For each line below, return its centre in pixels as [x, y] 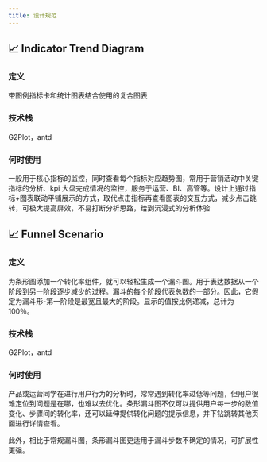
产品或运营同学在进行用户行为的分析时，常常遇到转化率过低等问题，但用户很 [133, 394]
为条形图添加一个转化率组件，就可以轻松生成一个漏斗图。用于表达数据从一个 [133, 281]
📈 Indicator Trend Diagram [76, 49]
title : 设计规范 [33, 15]
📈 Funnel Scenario [56, 235]
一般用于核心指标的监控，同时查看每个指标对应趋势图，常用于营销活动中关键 [133, 178]
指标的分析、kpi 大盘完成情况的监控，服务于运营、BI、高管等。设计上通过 [129, 188]
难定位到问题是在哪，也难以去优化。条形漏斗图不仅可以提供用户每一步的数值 [133, 404]
